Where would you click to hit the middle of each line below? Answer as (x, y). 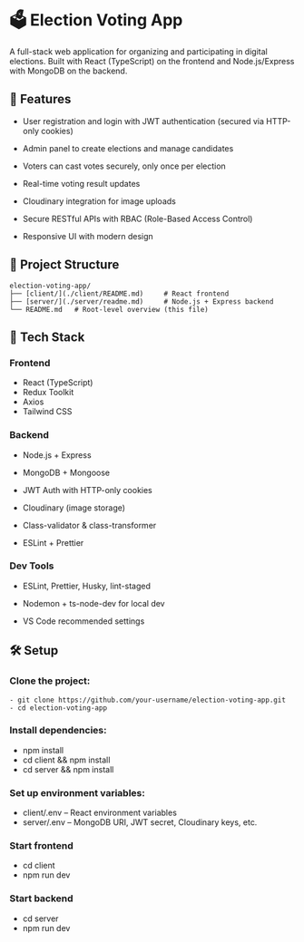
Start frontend (42, 846)
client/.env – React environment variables (99, 813)
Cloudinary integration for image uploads (99, 201)
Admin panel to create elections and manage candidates (128, 148)
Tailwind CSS (47, 412)
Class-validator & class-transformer (89, 525)
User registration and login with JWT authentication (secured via (143, 121)
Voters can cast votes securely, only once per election (124, 166)
